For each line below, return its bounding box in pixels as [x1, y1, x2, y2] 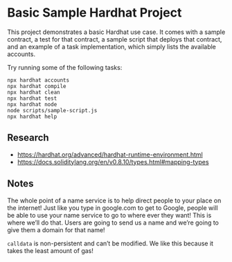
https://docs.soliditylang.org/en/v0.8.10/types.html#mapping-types [17, 157, 209, 166]
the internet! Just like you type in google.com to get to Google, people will [7, 203, 218, 212]
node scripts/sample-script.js [7, 107, 98, 114]
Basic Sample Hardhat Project [7, 5, 182, 21]
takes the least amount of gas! [7, 246, 93, 254]
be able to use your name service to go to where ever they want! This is [7, 211, 212, 219]
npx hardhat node [7, 101, 57, 108]
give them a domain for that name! [7, 225, 105, 234]
